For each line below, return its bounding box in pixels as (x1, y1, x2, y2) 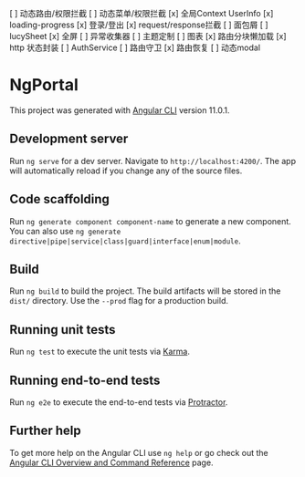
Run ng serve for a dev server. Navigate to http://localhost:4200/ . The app (9, 155, 297, 166)
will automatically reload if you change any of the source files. (9, 165, 243, 176)
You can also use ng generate (9, 225, 121, 236)
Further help (9, 423, 82, 439)
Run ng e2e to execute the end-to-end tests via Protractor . (9, 397, 228, 408)
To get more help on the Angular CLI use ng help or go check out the (9, 447, 268, 458)
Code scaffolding (9, 192, 110, 207)
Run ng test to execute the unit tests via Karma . (9, 346, 190, 358)
